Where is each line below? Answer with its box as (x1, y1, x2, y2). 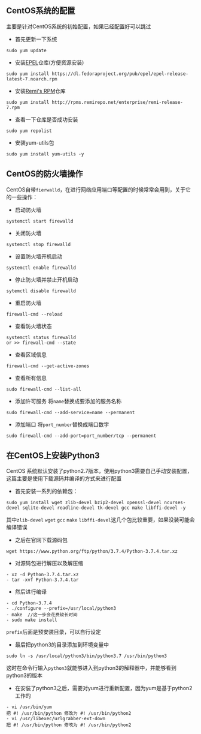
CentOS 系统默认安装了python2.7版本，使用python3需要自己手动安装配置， (6, 468, 193, 475)
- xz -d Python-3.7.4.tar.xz (6, 572, 79, 578)
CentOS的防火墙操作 (6, 169, 83, 179)
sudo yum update (6, 47, 47, 53)
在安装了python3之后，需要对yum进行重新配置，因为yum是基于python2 (14, 685, 193, 692)
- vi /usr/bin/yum (6, 704, 52, 710)
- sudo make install (6, 617, 58, 623)
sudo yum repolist (6, 128, 52, 134)
